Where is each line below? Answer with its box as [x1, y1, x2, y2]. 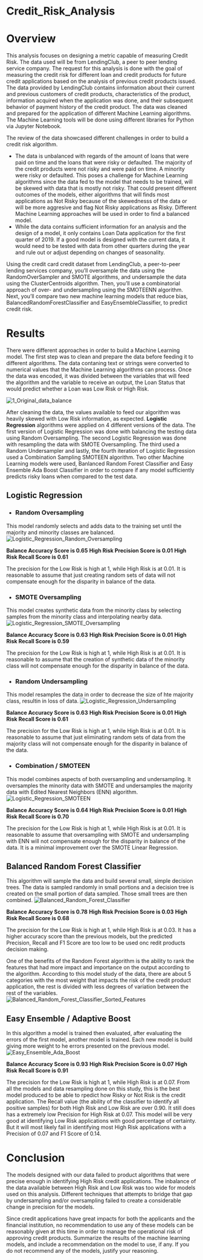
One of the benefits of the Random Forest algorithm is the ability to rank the [6, 957, 195, 965]
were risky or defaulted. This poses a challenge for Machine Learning [14, 172, 188, 179]
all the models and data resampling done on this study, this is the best [6, 1085, 180, 1093]
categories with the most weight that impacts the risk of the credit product [6, 976, 192, 984]
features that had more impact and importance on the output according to [6, 964, 190, 971]
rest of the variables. [6, 990, 58, 997]
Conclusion [6, 1151, 65, 1165]
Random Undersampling [14, 677, 88, 686]
